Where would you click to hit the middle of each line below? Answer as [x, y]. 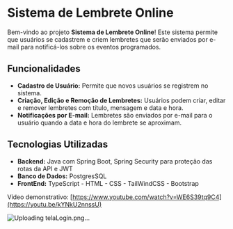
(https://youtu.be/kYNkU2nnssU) [55, 204]
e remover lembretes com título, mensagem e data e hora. [100, 108]
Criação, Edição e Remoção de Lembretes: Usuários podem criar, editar [121, 100]
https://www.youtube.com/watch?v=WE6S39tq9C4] [147, 197]
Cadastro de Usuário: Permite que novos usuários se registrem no [113, 86]
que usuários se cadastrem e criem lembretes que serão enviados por [108, 39]
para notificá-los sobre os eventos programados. [91, 47]
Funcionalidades [44, 69]
